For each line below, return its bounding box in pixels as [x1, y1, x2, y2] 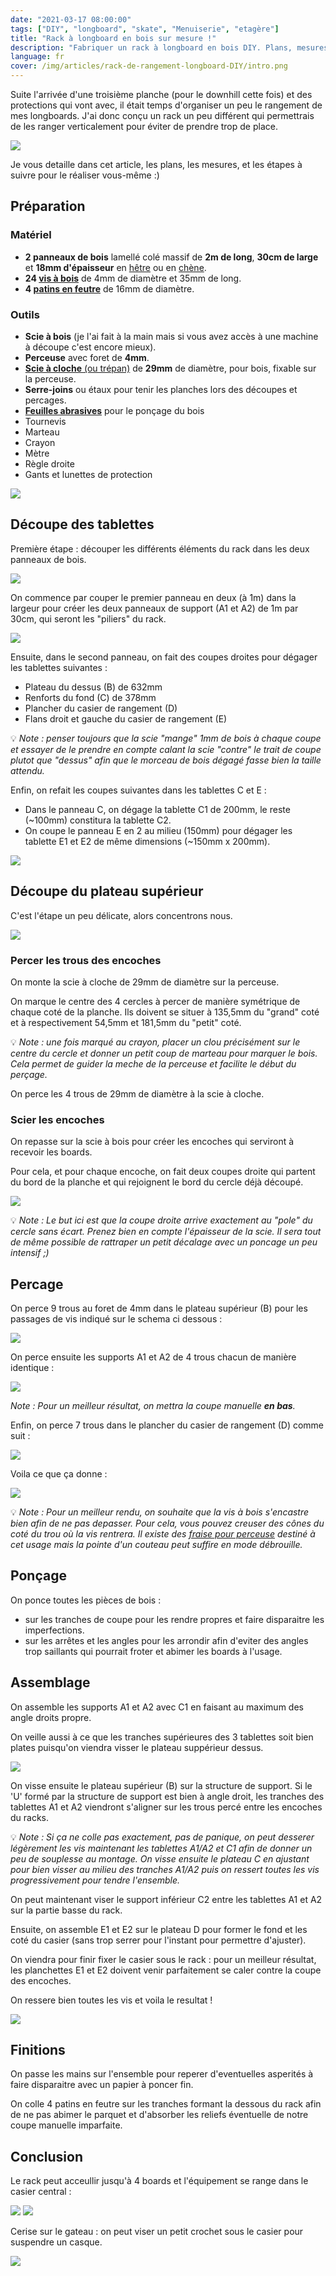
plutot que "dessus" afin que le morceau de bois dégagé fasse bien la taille [10, 754, 322, 766]
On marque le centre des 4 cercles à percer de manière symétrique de [10, 995, 301, 1007]
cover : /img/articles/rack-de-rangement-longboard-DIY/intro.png [10, 61, 288, 71]
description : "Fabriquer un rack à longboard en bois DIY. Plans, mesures [10, 42, 329, 53]
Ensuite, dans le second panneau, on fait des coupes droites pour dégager [10, 651, 318, 663]
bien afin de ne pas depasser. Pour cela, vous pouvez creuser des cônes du [10, 1517, 325, 1530]
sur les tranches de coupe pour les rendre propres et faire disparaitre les [24, 1613, 325, 1625]
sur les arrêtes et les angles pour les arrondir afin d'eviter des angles [24, 1634, 309, 1646]
